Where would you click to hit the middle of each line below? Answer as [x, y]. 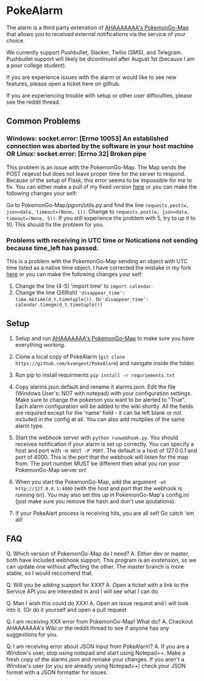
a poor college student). [37, 65]
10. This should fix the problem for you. [55, 224]
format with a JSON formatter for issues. [57, 672]
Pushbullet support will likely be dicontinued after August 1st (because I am [100, 59]
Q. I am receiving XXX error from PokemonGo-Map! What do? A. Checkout [100, 621]
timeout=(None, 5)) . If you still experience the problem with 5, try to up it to [101, 218]
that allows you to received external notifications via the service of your [96, 34]
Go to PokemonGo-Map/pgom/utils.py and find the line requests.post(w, [98, 205]
